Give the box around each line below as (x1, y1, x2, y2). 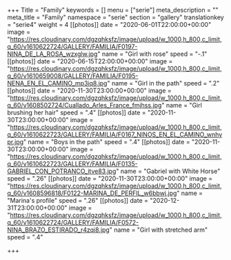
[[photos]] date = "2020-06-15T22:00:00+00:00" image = (7, 57, 173, 65)
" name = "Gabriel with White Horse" (116, 167, 221, 175)
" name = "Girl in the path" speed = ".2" (106, 79, 220, 87)
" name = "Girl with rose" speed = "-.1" (97, 50, 208, 58)
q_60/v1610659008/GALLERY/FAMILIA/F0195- (7, 72, 139, 80)
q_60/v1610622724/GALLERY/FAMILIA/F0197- (7, 43, 138, 50)
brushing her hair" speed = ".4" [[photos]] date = (7, 108, 146, 117)
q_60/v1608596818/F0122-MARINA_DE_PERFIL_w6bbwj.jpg (7, 189, 177, 197)
